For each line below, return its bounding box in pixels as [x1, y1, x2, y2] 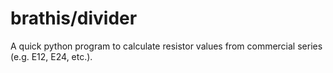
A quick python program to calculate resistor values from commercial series [10, 40, 323, 52]
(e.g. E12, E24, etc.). [10, 50, 93, 62]
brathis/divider [10, 7, 138, 30]
